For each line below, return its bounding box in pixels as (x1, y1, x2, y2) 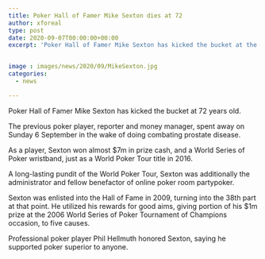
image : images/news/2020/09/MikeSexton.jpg (8, 63, 158, 71)
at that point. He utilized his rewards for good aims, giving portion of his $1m (8, 201, 258, 211)
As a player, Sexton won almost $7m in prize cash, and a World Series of (8, 145, 245, 155)
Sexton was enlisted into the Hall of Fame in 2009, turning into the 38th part (8, 192, 256, 203)
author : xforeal (8, 19, 62, 27)
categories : (8, 70, 48, 78)
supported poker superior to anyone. (8, 242, 129, 251)
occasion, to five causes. (8, 218, 90, 227)
